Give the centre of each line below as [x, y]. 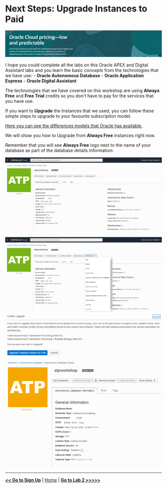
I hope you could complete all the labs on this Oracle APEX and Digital [77, 65]
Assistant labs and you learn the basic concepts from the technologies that [82, 70]
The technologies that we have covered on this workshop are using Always [83, 90]
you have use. [19, 101]
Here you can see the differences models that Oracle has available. [74, 126]
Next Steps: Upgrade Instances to [76, 9]
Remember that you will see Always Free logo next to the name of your [78, 145]
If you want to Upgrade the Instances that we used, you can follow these [80, 111]
